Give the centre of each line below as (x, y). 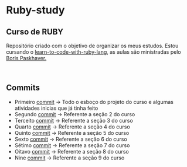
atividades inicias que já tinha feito (56, 108)
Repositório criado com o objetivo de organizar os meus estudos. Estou (92, 46)
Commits (23, 88)
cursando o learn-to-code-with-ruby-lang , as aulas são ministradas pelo (93, 52)
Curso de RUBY (35, 32)
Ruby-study (35, 10)
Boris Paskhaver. (26, 58)
